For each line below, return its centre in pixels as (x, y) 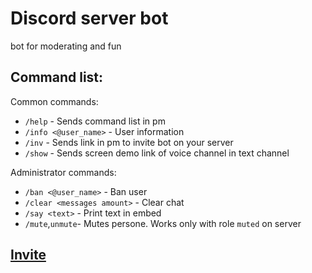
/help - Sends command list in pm (95, 121)
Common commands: (54, 101)
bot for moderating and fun (66, 46)
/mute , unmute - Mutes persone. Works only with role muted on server (163, 223)
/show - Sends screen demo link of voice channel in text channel (157, 153)
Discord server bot (89, 18)
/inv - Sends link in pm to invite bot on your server (129, 142)
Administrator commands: (63, 172)
